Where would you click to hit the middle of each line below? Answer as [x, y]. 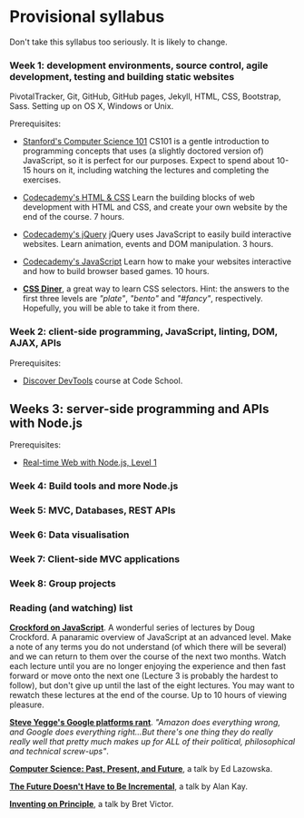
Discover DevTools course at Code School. [103, 380]
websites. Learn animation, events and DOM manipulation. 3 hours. [148, 244]
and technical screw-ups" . [59, 752]
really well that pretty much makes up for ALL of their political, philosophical [152, 742]
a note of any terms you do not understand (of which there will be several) [148, 647]
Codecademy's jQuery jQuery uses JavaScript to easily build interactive [157, 234]
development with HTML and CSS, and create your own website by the [155, 207]
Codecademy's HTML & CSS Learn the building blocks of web [139, 198]
